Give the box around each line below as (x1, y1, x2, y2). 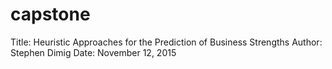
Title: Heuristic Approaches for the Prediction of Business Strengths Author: (10, 36, 323, 48)
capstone (10, 3, 91, 26)
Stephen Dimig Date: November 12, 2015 (10, 46, 177, 58)
